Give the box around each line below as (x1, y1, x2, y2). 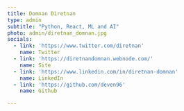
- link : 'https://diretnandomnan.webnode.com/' (13, 55, 154, 62)
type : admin (7, 17, 42, 24)
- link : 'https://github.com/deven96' (13, 81, 126, 88)
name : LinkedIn (19, 74, 64, 82)
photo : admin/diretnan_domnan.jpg (7, 29, 108, 37)
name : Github (19, 87, 58, 94)
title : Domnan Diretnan (7, 10, 76, 17)
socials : (7, 36, 33, 43)
